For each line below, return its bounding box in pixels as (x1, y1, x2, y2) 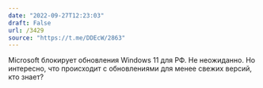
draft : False (8, 19, 51, 27)
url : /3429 (8, 26, 44, 34)
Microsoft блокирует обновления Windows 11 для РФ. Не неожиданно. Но (8, 55, 256, 65)
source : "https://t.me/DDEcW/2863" (8, 33, 126, 42)
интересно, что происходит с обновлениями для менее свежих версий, (8, 64, 252, 74)
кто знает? (8, 72, 44, 82)
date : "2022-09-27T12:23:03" (8, 11, 105, 20)
